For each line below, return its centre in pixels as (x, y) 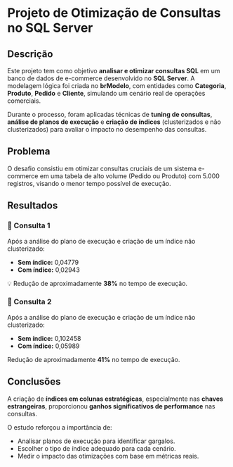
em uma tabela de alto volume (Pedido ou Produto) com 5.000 (129, 176)
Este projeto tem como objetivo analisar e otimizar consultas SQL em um (114, 71)
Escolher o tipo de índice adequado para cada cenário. (97, 448)
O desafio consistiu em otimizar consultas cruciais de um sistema (102, 168)
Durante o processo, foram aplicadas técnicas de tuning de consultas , (110, 114)
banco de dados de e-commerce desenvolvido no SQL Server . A (101, 78)
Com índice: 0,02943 (49, 270)
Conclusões (34, 382)
